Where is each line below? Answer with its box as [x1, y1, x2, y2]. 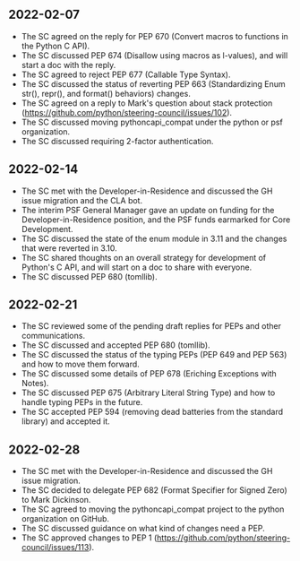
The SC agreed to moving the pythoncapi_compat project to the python [21, 504, 285, 514]
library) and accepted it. [21, 416, 111, 427]
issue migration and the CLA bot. [21, 194, 143, 205]
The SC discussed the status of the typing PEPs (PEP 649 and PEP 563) [21, 350, 287, 360]
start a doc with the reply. [21, 59, 116, 70]
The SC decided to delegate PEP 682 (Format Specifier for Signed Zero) [21, 485, 287, 496]
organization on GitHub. [21, 514, 109, 524]
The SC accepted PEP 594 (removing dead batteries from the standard [21, 407, 284, 418]
